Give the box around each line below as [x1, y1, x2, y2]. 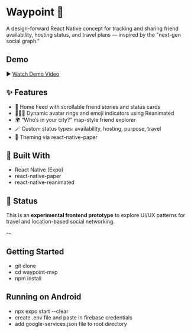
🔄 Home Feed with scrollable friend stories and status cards [14, 103, 161, 110]
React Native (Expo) [14, 166, 64, 173]
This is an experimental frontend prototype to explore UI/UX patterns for [6, 212, 185, 219]
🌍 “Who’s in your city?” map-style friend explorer [14, 116, 136, 123]
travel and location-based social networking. [6, 218, 115, 225]
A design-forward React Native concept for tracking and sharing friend [6, 25, 179, 32]
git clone [14, 263, 37, 269]
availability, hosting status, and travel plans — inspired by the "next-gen [6, 31, 182, 38]
